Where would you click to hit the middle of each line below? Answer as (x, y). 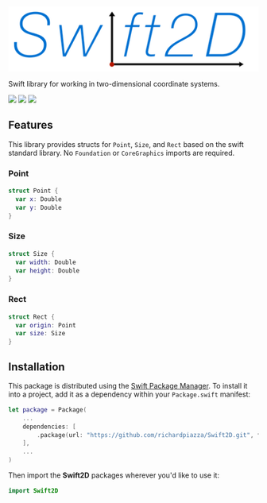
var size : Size (41, 334)
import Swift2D (33, 491)
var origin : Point (46, 325)
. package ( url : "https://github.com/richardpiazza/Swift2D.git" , (145, 435)
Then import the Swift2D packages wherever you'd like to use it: (114, 475)
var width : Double (46, 262)
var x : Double (39, 199)
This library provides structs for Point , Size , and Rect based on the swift (126, 144)
